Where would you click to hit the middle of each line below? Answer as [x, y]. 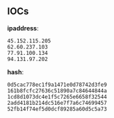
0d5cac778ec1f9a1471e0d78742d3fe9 [57, 85]
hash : [16, 71]
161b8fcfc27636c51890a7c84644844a [57, 91]
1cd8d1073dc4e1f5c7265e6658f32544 [57, 96]
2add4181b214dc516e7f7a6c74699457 [57, 103]
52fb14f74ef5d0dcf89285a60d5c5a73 [57, 109]
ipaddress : [23, 28]
